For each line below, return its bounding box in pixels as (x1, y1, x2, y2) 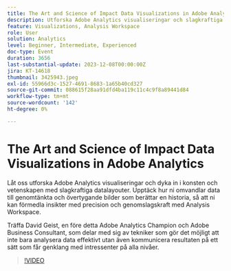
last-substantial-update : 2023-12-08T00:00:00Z (7, 61, 146, 68)
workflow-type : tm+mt (7, 93, 69, 100)
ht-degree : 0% (7, 106, 48, 113)
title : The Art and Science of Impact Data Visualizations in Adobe (7, 10, 208, 17)
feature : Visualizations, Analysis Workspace (7, 23, 140, 30)
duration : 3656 (7, 55, 51, 62)
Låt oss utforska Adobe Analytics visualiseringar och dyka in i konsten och (7, 178, 218, 187)
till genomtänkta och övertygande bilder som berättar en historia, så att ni (7, 193, 215, 201)
